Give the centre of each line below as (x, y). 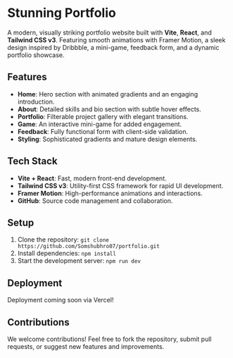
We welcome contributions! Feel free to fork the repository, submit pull (109, 339)
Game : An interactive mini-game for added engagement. (100, 124)
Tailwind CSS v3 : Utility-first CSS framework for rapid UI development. (120, 185)
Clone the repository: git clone (63, 240)
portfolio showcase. (36, 55)
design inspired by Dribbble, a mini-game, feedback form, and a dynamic (113, 47)
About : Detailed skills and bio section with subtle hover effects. (109, 109)
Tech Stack (32, 161)
